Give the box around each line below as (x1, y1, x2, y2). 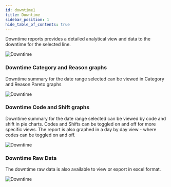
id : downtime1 (5, 7, 36, 13)
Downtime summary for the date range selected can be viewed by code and (5, 115, 166, 121)
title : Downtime (5, 12, 40, 17)
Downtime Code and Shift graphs (5, 103, 90, 111)
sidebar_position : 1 (5, 17, 50, 22)
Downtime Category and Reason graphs (5, 64, 107, 71)
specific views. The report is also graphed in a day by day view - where (5, 126, 157, 132)
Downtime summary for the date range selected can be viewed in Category (5, 75, 164, 82)
